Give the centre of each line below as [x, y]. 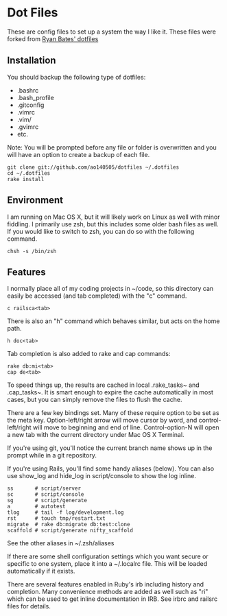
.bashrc [28, 90]
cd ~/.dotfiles [29, 173]
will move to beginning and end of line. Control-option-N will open [126, 427]
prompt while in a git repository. [52, 455]
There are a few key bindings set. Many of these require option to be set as [113, 413]
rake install [26, 179]
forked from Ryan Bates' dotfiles [53, 38]
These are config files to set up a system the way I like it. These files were [111, 32]
